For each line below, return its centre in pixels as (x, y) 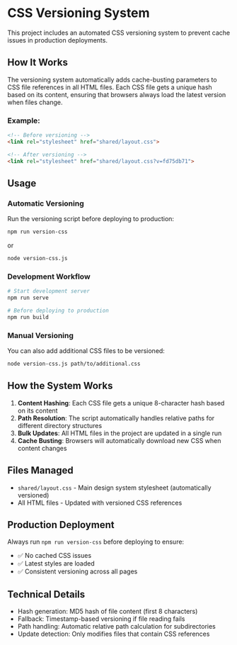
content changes (42, 448)
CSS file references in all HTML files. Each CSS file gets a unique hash (110, 87)
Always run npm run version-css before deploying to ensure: (96, 542)
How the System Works (60, 386)
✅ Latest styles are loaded (56, 563)
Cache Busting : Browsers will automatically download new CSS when (119, 440)
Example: (24, 120)
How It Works (38, 63)
